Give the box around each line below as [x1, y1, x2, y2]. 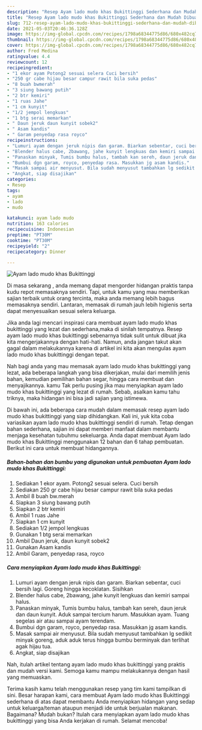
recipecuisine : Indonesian [7, 227, 74, 233]
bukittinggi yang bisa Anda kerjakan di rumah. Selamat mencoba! [7, 717, 167, 725]
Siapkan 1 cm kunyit [15, 518, 65, 526]
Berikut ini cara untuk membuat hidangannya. [7, 445, 119, 452]
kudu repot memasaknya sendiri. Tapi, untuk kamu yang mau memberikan [7, 288, 189, 296]
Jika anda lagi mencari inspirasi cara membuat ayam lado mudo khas [7, 319, 177, 326]
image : [7, 31, 23, 37]
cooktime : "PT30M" [7, 237, 53, 243]
